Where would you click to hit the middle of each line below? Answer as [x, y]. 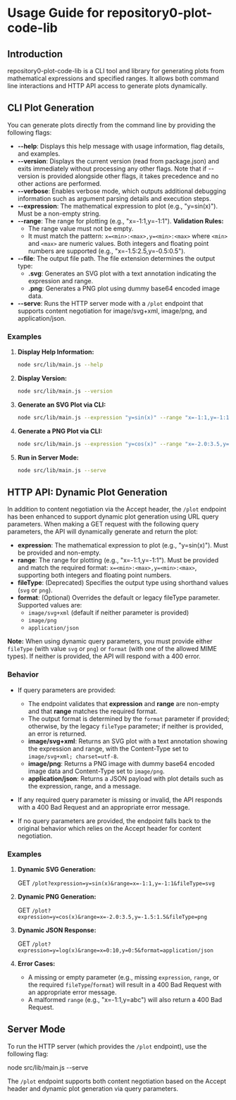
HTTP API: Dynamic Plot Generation [87, 492]
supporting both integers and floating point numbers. [94, 575]
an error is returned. [57, 734]
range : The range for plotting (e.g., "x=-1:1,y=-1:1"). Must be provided [118, 560]
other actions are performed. [60, 183]
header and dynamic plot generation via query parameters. [93, 1088]
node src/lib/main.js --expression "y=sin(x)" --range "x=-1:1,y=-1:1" [125, 417]
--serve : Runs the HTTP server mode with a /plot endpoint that [110, 303]
